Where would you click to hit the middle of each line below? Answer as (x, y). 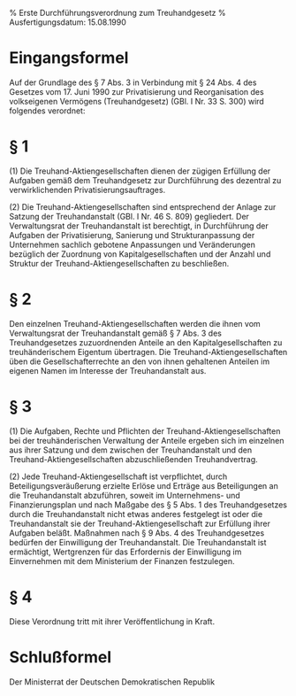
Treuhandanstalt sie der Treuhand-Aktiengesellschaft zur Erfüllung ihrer (140, 523)
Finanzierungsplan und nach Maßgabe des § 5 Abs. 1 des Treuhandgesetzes (148, 505)
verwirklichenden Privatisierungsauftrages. (87, 189)
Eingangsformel (69, 58)
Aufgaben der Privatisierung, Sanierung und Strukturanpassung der (132, 235)
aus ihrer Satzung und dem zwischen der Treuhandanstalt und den (131, 450)
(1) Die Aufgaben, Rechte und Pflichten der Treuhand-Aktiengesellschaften (145, 431)
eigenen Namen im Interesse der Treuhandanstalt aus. (108, 370)
